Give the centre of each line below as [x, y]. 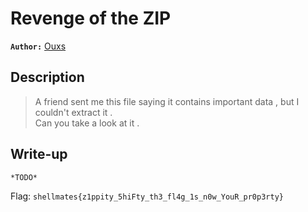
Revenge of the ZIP [91, 18]
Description [47, 77]
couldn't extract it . [73, 112]
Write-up [39, 154]
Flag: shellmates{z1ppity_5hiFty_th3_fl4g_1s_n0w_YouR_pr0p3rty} [147, 196]
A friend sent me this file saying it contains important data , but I [167, 101]
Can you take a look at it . [87, 123]
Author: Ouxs [38, 46]
